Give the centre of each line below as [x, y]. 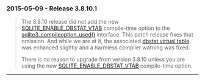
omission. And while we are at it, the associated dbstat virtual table [105, 41]
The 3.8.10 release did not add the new [70, 22]
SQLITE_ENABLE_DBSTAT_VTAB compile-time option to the [96, 28]
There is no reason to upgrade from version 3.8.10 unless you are [103, 60]
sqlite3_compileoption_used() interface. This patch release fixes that [107, 35]
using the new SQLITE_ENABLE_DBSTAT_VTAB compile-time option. [107, 66]
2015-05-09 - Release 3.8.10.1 [52, 9]
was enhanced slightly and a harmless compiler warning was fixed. [106, 48]
